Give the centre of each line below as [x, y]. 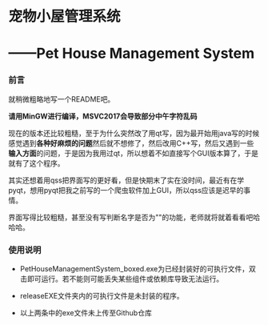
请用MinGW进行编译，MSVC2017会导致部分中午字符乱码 [103, 116]
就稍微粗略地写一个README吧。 [62, 99]
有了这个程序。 [40, 163]
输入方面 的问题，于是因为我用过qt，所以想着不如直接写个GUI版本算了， [126, 153]
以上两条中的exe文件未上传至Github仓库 [86, 312]
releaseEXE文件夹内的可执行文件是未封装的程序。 [102, 295]
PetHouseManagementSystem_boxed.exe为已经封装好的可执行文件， [134, 268]
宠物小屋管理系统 [65, 16]
